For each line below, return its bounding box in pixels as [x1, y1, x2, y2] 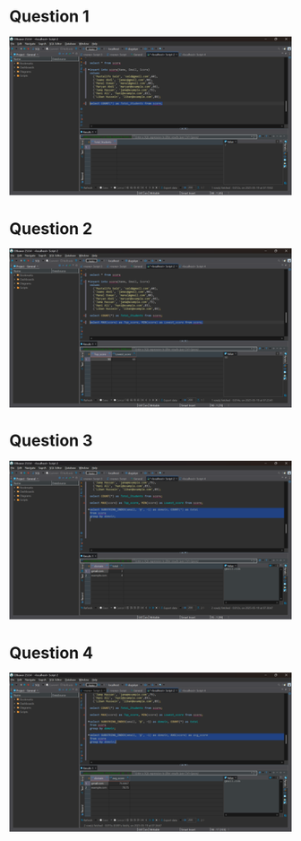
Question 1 [9, 6, 90, 27]
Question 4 [9, 643, 94, 663]
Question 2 [9, 218, 93, 238]
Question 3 [9, 430, 93, 451]
